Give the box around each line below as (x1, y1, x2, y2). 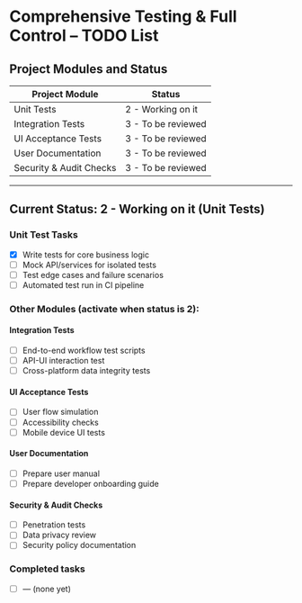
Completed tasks (9, 562, 85, 575)
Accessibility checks (22, 417, 99, 427)
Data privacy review (22, 529, 97, 541)
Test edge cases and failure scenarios (22, 269, 164, 280)
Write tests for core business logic (22, 249, 150, 260)
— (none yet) (22, 583, 72, 594)
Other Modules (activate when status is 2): (9, 302, 200, 315)
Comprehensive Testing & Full (9, 6, 237, 27)
